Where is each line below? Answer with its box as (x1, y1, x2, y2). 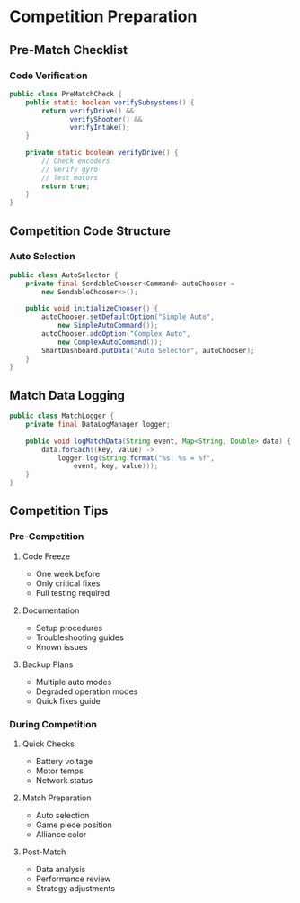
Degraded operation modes (35, 686, 138, 697)
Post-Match (22, 846, 66, 857)
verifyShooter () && (69, 114, 143, 123)
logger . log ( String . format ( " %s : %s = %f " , (57, 453, 216, 463)
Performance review (35, 873, 111, 884)
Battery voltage (35, 755, 93, 766)
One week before (35, 568, 101, 579)
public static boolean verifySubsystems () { (25, 97, 195, 107)
